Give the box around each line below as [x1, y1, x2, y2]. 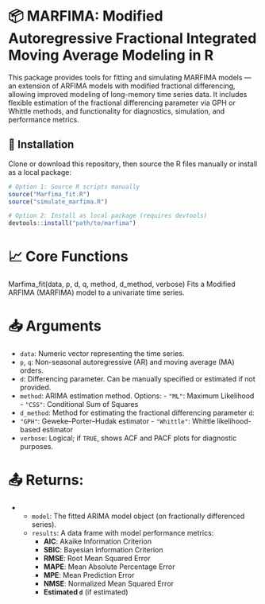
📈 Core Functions [8, 248, 129, 265]
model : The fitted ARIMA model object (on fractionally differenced [31, 511, 245, 521]
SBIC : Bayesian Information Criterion [43, 544, 163, 554]
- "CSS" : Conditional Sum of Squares [19, 400, 139, 408]
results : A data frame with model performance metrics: [31, 528, 214, 537]
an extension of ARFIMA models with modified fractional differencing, [8, 81, 236, 91]
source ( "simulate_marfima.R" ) [8, 197, 109, 206]
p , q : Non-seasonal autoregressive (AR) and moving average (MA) [19, 358, 236, 366]
